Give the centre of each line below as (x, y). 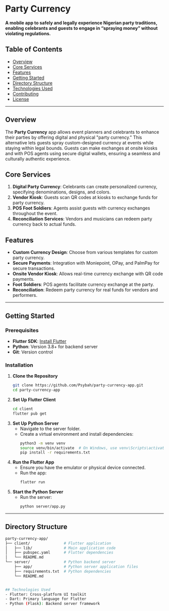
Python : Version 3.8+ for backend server (55, 346)
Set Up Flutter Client (34, 399)
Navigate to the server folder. (50, 428)
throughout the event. (35, 214)
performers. (25, 295)
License (21, 99)
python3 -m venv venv (43, 443)
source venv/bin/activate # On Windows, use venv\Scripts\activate (93, 448)
